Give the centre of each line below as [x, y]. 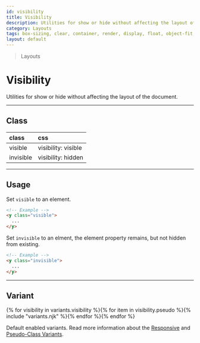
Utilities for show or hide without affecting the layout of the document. [92, 96]
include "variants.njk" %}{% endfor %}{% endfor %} [71, 316]
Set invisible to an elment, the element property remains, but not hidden [96, 238]
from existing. [23, 244]
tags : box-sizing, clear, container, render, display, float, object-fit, [101, 34]
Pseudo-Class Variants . [35, 334]
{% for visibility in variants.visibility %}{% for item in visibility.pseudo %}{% [99, 310]
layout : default [26, 39]
